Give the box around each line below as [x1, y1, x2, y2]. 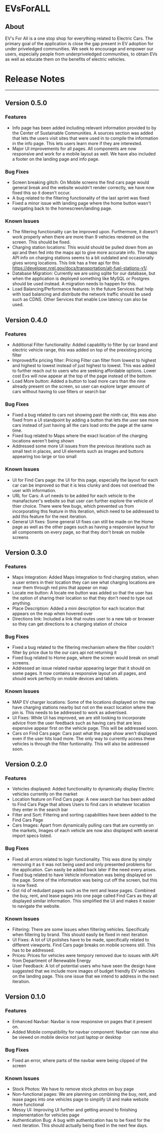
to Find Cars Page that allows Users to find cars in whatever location [12, 802, 150, 808]
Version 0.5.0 [5, 99, 47, 107]
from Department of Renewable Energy [12, 958, 91, 963]
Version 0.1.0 [5, 993, 46, 1001]
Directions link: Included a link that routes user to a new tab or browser [12, 616, 155, 622]
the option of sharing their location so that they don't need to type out [12, 595, 153, 601]
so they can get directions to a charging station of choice [12, 621, 127, 627]
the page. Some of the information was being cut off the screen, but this [12, 877, 158, 883]
